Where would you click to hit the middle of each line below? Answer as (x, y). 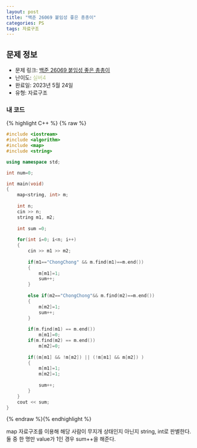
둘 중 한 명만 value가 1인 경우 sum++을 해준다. (61, 439)
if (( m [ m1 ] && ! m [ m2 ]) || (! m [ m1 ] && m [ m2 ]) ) (86, 357)
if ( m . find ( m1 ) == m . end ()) (62, 329)
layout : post (23, 12)
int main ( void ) (25, 184)
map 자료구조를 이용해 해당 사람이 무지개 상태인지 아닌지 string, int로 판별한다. (99, 432)
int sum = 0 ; (32, 229)
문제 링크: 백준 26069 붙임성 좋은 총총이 (62, 70)
